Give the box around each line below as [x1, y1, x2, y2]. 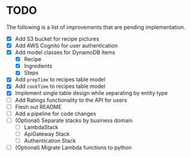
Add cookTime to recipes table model [14, 82, 105, 90]
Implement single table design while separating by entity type [14, 90, 168, 97]
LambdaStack [23, 123, 58, 131]
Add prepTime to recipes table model [14, 76, 105, 83]
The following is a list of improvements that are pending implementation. [6, 23, 186, 31]
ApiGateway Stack [23, 130, 70, 137]
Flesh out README [14, 103, 62, 110]
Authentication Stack [23, 137, 77, 144]
